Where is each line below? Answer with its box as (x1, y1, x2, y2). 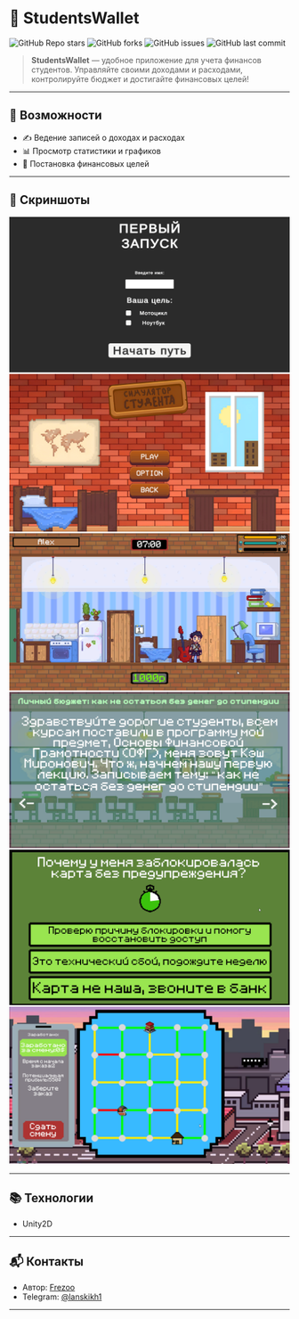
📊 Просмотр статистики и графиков (21, 145, 162, 156)
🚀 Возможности (9, 108, 102, 123)
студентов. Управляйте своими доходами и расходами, (30, 64, 243, 75)
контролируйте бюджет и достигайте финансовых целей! (30, 73, 249, 84)
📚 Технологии (9, 1190, 93, 1206)
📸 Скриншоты (9, 193, 91, 208)
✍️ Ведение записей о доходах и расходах (21, 132, 185, 143)
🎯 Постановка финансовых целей (21, 158, 149, 168)
